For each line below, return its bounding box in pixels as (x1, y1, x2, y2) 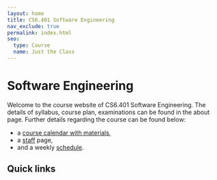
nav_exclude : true (7, 23, 60, 30)
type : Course (13, 42, 51, 49)
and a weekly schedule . (16, 143, 84, 151)
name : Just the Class (13, 49, 75, 56)
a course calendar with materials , (16, 128, 112, 137)
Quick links (7, 163, 56, 175)
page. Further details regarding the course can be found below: (7, 115, 186, 124)
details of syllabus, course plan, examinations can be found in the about (7, 108, 210, 116)
